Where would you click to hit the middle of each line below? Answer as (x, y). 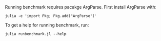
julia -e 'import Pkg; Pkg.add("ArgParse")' (51, 16)
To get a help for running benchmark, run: (47, 25)
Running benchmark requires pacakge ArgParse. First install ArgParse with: (81, 7)
